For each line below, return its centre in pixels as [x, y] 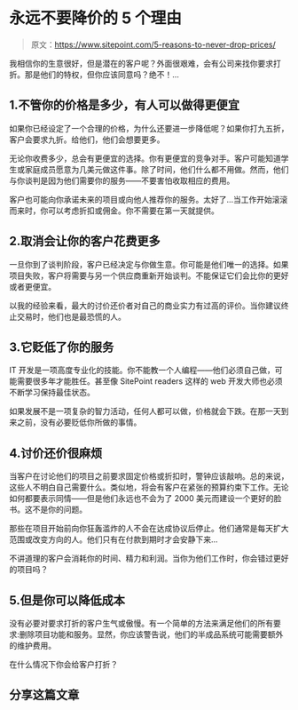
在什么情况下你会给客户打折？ [63, 664]
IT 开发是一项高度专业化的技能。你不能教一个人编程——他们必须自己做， [142, 371]
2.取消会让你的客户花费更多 [85, 241]
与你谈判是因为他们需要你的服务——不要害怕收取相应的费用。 [122, 180]
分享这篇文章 [44, 695]
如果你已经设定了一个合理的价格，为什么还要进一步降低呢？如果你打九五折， [149, 128]
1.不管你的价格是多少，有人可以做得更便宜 [125, 105]
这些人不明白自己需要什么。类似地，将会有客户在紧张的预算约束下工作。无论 [149, 487]
